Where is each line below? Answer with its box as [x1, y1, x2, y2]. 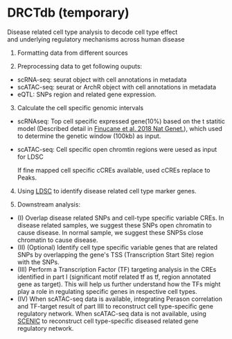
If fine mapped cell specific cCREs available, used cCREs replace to [17, 166, 211, 174]
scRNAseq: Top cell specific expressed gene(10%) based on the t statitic [17, 116, 226, 125]
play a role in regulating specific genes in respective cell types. [17, 287, 197, 295]
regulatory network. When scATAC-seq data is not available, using [17, 309, 206, 318]
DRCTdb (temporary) [7, 5, 130, 21]
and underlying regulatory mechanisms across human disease [7, 35, 185, 43]
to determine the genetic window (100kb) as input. [17, 132, 161, 140]
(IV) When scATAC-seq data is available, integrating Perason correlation [17, 295, 223, 303]
